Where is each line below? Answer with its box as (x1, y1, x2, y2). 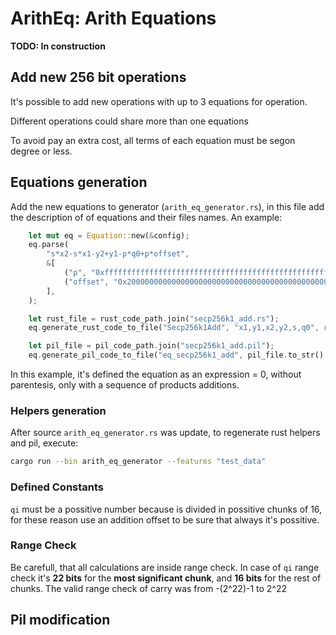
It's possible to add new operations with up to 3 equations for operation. (10, 95, 308, 107)
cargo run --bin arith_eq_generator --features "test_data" (10, 457, 267, 467)
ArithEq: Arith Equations (10, 7, 217, 30)
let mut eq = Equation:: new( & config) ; (28, 230, 190, 241)
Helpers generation (10, 403, 107, 417)
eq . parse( (28, 240, 70, 250)
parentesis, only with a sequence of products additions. (10, 379, 240, 391)
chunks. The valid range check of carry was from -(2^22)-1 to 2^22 (10, 582, 288, 594)
